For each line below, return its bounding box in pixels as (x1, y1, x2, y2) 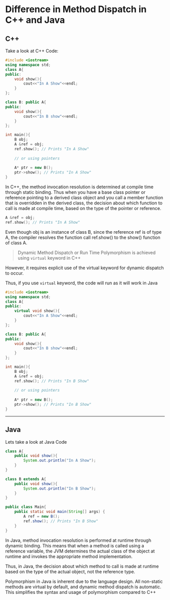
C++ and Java (5, 14, 65, 26)
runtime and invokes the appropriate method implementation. (5, 553, 133, 560)
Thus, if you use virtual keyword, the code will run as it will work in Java (5, 280, 158, 286)
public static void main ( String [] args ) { (14, 509, 105, 515)
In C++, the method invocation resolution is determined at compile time (5, 184, 154, 190)
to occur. (5, 270, 24, 276)
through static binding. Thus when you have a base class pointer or (5, 189, 146, 195)
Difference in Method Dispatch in (5, 4, 147, 15)
